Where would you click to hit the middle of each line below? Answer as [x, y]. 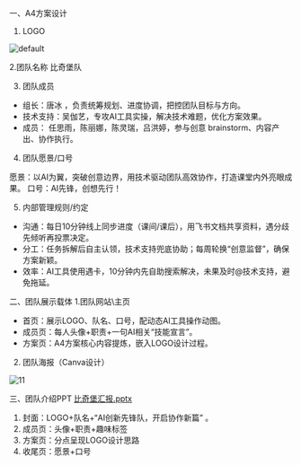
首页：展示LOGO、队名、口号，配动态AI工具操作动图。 [124, 320]
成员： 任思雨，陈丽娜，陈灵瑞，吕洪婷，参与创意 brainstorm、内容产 [151, 127]
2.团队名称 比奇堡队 [46, 67]
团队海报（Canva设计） [66, 362]
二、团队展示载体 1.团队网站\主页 [70, 302]
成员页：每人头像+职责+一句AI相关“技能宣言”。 [110, 332]
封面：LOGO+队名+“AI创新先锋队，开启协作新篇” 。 [118, 417]
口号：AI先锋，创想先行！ [74, 188]
